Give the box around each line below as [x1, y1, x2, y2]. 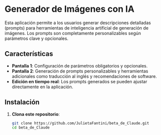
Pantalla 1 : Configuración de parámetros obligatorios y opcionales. [11, 63, 148, 68]
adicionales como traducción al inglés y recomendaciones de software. [11, 73, 157, 79]
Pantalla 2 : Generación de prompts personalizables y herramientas [11, 68, 149, 74]
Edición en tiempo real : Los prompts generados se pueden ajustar [11, 78, 148, 84]
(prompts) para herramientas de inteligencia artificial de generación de [4, 25, 149, 31]
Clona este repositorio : [11, 111, 60, 117]
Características [4, 50, 53, 58]
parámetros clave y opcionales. [4, 35, 69, 41]
